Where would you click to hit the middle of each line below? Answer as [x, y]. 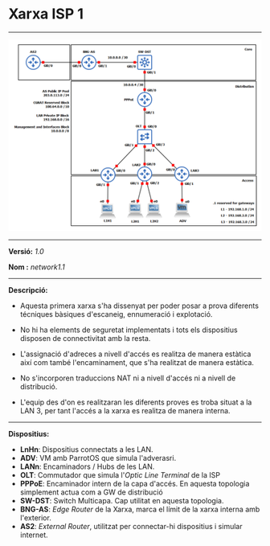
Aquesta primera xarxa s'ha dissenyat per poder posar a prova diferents [139, 306]
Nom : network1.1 [37, 267]
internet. [34, 535]
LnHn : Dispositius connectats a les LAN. [86, 449]
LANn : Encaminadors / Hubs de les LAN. [87, 466]
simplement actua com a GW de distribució [91, 492]
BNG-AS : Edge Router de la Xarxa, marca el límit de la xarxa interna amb [140, 509]
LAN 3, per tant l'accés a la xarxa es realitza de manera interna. [125, 410]
